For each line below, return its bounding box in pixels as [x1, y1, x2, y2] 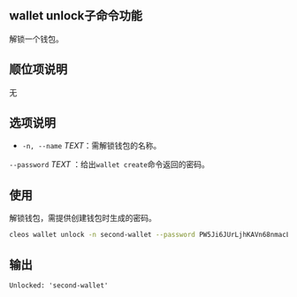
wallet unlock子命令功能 [9, 8, 143, 24]
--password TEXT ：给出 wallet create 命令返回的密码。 [9, 159, 210, 170]
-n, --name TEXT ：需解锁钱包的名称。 [21, 141, 162, 151]
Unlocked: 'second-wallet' [9, 281, 109, 290]
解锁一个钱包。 [9, 34, 64, 44]
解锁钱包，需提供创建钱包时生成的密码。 [9, 213, 156, 224]
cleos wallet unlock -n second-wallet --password [9, 231, 196, 240]
